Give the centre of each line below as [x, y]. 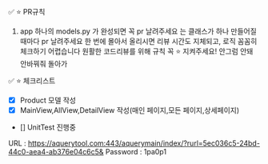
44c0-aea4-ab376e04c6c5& [56, 152]
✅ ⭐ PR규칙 [27, 12]
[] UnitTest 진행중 [48, 127]
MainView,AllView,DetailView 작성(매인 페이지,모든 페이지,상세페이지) [130, 110]
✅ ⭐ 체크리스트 [32, 81]
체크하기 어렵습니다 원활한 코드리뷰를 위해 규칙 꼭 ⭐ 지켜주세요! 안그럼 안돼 [136, 51]
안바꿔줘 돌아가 [44, 64]
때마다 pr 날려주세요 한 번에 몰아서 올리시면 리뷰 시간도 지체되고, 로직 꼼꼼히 [138, 41]
